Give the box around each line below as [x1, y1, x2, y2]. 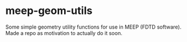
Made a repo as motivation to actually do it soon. [5, 29, 123, 36]
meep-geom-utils [5, 4, 93, 17]
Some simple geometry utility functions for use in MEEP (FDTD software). [5, 23, 182, 30]
